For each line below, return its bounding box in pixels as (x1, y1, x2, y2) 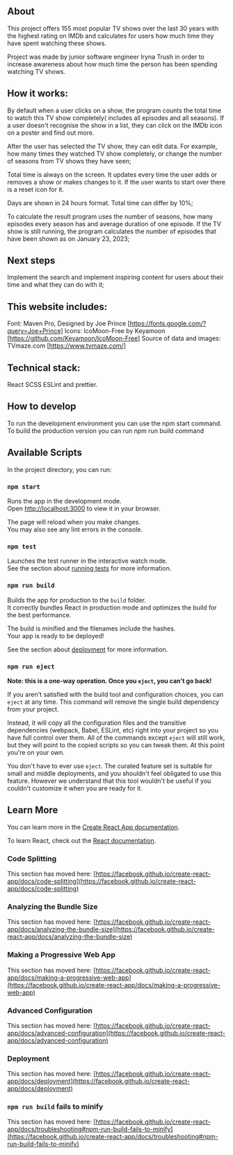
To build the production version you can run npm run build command (7, 426, 204, 435)
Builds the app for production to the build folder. (7, 596, 147, 604)
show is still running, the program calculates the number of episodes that (7, 227, 217, 235)
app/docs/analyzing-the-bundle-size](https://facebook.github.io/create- (7, 925, 216, 934)
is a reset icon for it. (7, 185, 65, 193)
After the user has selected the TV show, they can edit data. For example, (7, 142, 218, 150)
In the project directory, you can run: (7, 465, 112, 473)
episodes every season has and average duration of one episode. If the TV (7, 219, 221, 228)
